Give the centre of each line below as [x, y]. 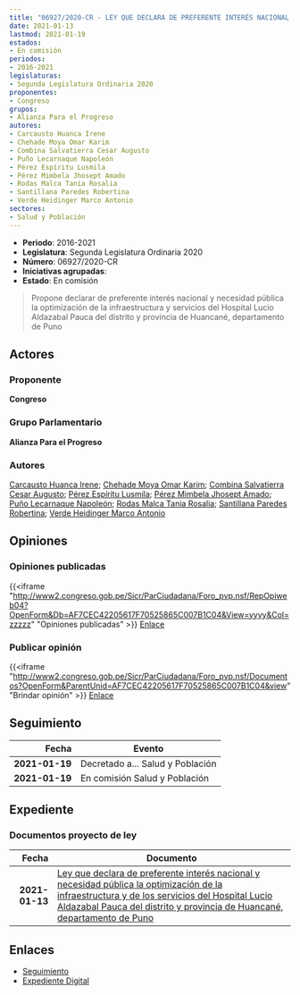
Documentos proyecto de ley [73, 835]
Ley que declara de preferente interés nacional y [158, 873]
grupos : [24, 109]
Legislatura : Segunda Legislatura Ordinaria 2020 [112, 252]
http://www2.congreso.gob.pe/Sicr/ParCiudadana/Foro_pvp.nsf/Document [150, 676]
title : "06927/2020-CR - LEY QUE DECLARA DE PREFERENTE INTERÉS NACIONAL [150, 17]
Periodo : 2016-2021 [58, 242]
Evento [149, 748]
